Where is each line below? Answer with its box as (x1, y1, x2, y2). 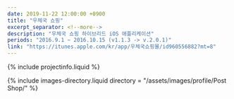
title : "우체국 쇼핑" (7, 17, 63, 24)
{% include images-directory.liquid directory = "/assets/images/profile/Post (7, 76, 227, 85)
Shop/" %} (7, 84, 39, 92)
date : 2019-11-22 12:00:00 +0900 (7, 10, 106, 18)
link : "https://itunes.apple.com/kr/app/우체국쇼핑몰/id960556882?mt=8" (7, 43, 216, 50)
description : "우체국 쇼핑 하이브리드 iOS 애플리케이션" (7, 30, 154, 37)
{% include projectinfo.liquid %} (7, 63, 100, 71)
